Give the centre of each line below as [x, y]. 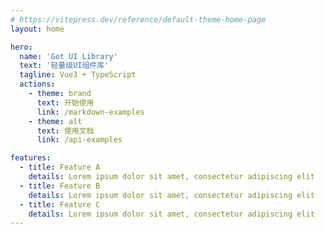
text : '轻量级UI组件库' [64, 66]
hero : [21, 47]
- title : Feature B [60, 186]
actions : [37, 84]
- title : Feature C [60, 204]
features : [31, 158]
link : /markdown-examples [90, 112]
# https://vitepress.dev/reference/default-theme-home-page [138, 19]
